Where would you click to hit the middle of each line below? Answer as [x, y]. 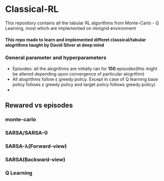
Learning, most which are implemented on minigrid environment [71, 28]
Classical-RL [32, 9]
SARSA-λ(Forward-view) [36, 146]
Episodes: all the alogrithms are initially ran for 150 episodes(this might [85, 69]
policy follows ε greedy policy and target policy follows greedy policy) [84, 84]
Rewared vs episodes [39, 105]
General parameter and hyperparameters [56, 58]
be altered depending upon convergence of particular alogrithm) [79, 74]
